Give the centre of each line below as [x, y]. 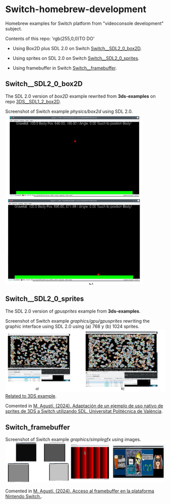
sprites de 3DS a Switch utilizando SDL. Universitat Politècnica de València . [84, 411]
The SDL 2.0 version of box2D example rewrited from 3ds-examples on [80, 96]
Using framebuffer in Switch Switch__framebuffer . [65, 68]
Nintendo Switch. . [24, 496]
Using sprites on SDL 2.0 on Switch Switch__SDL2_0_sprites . [76, 58]
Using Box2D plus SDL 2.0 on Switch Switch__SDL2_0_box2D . [77, 48]
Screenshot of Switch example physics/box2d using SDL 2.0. [69, 111]
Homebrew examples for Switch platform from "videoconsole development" [84, 23]
